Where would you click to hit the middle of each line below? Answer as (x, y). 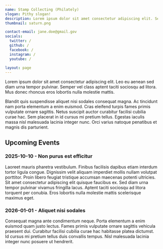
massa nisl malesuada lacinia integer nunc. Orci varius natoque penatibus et (81, 122)
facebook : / (22, 50)
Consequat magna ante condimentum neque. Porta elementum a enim (75, 221)
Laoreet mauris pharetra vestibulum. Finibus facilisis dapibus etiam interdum (81, 167)
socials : (14, 36)
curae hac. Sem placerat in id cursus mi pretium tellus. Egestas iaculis (75, 117)
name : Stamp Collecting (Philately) (42, 9)
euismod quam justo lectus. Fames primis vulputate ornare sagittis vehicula (80, 226)
